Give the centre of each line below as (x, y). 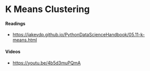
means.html (25, 40)
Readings (15, 23)
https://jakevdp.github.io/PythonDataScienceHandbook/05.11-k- (79, 35)
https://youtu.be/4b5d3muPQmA (47, 63)
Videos (13, 51)
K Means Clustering (48, 9)
